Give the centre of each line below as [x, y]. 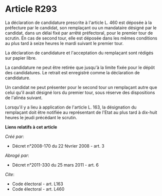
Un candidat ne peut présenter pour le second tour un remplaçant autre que [81, 87]
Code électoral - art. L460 [38, 189]
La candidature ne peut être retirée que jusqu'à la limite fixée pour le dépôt [80, 67]
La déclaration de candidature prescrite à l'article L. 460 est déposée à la [79, 22]
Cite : [10, 174]
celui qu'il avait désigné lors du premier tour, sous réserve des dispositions [80, 92]
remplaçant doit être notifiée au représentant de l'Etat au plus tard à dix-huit [81, 112]
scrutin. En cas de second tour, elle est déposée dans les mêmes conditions [81, 38]
